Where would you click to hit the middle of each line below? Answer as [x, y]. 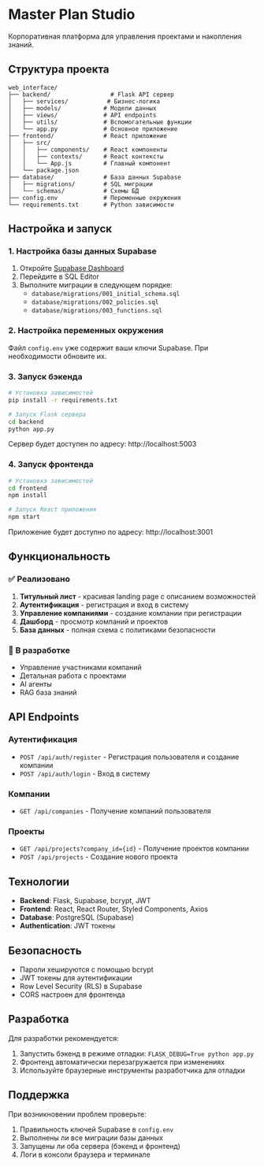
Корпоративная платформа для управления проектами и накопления [125, 36]
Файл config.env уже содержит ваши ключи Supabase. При [108, 347]
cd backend [26, 422]
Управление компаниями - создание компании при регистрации [130, 613]
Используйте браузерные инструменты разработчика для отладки [132, 1070]
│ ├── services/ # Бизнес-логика [84, 101]
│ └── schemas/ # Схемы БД [74, 191]
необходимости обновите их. [58, 356]
